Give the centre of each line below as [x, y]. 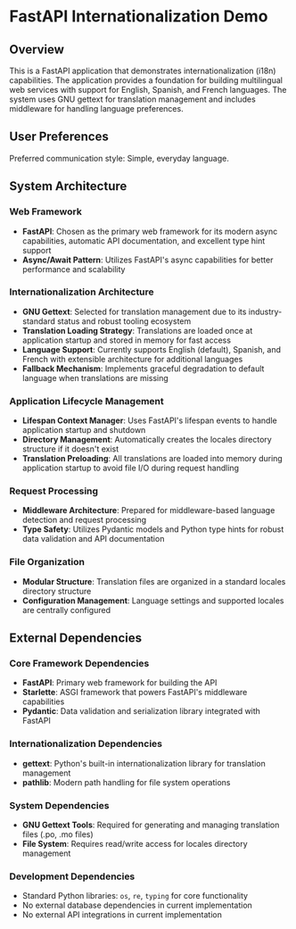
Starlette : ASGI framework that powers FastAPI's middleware [135, 693]
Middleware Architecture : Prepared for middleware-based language [148, 510]
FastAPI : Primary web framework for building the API [119, 683]
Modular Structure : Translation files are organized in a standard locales [154, 581]
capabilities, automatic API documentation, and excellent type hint [144, 241]
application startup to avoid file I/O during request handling [130, 468]
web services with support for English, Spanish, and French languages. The [148, 90]
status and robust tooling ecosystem [124, 321]
